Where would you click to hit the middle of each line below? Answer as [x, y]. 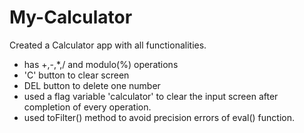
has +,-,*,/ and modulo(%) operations [101, 64]
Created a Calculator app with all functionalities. [108, 45]
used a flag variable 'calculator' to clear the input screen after [151, 96]
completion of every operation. [87, 107]
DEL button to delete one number [92, 85]
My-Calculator [71, 17]
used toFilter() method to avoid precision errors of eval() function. [159, 117]
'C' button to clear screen [76, 75]
